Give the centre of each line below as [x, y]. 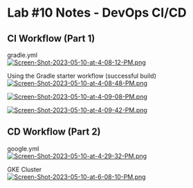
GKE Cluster [25, 169]
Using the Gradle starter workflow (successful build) [82, 76]
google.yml [23, 148]
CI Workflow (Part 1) [51, 39]
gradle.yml [22, 55]
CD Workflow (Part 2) [54, 132]
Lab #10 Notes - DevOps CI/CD [97, 13]
